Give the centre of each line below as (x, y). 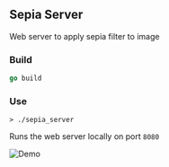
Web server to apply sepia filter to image (84, 36)
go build (26, 79)
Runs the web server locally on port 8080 (84, 136)
